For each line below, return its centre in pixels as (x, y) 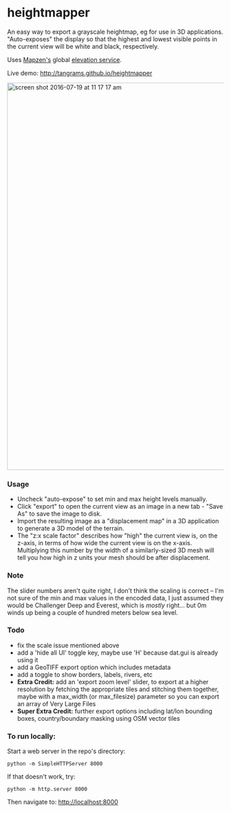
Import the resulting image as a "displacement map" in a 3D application (118, 521)
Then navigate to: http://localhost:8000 (63, 802)
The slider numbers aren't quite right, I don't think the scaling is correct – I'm (115, 591)
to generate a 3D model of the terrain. (71, 529)
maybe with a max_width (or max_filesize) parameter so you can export (118, 696)
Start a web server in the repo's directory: (66, 751)
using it (27, 659)
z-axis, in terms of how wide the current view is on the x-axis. (104, 543)
